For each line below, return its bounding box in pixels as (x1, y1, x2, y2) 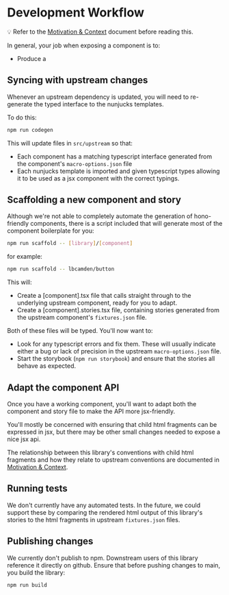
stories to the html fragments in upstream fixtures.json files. (7, 515, 180, 524)
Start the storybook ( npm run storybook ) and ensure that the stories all (16, 355, 215, 363)
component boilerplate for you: (7, 226, 94, 235)
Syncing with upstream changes (7, 74, 148, 86)
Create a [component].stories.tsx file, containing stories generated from (16, 306, 220, 314)
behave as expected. (16, 362, 77, 370)
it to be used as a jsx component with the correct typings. (16, 174, 180, 183)
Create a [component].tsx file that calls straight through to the (16, 292, 191, 300)
